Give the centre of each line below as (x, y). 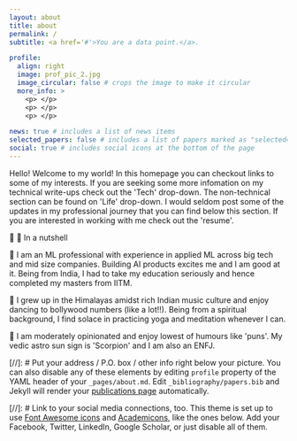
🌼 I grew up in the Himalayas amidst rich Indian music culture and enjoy (139, 300)
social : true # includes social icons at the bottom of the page (132, 148)
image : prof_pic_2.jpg (59, 75)
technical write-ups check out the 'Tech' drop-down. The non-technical (140, 192)
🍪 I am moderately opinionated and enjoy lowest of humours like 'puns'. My (146, 336)
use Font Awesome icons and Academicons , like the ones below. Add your (145, 417)
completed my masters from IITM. (71, 282)
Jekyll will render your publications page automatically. (109, 391)
